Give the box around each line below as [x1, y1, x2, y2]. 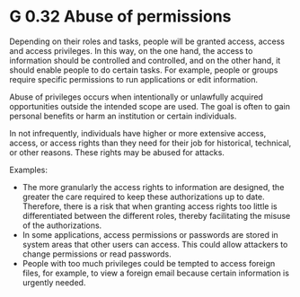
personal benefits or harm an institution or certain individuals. [9, 110, 237, 121]
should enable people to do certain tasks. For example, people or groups [9, 65, 278, 75]
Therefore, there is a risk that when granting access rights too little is [22, 200, 278, 212]
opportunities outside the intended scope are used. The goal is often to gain [9, 100, 290, 111]
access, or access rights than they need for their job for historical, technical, [9, 137, 292, 148]
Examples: [9, 164, 48, 175]
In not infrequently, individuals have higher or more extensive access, [9, 127, 267, 138]
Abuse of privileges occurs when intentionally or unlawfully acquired [9, 92, 263, 102]
